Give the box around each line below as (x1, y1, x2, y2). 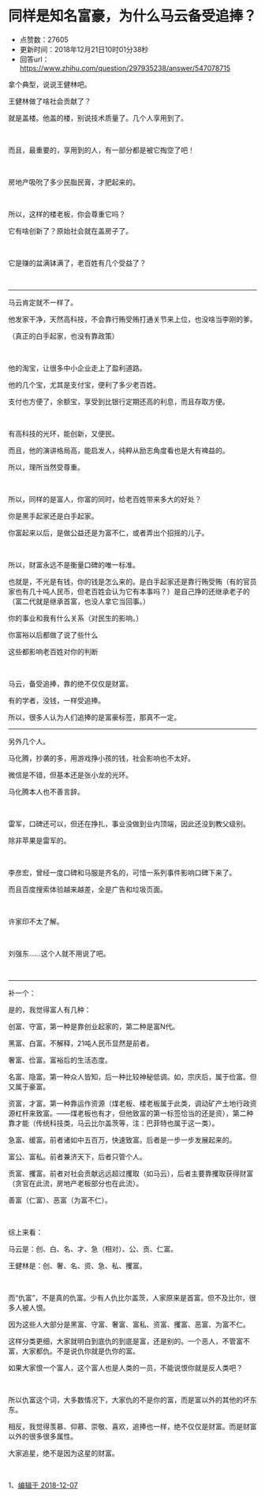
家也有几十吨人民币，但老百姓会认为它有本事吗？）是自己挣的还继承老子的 (8, 586, 250, 596)
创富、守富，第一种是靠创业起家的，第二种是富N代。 (8, 1021, 180, 1031)
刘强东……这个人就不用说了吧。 (8, 949, 110, 958)
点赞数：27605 (19, 35, 69, 44)
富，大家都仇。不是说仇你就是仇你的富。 (8, 1346, 140, 1356)
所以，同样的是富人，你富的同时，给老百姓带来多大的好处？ (8, 494, 202, 503)
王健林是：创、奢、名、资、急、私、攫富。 (8, 1260, 147, 1271)
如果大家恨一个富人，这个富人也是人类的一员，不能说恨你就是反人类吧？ (8, 1363, 243, 1372)
